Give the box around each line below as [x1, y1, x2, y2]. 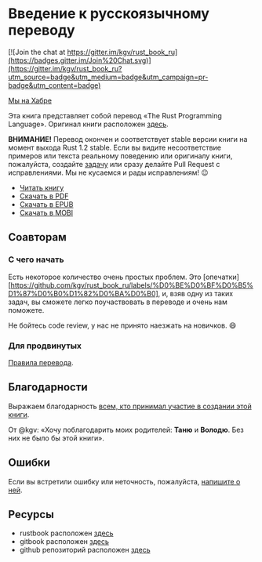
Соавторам [8, 230, 67, 244]
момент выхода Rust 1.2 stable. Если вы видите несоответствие [8, 143, 222, 152]
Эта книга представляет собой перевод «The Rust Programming [8, 111, 222, 120]
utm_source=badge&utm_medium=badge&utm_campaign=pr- [8, 72, 209, 82]
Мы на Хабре [8, 96, 53, 105]
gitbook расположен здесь [19, 537, 110, 546]
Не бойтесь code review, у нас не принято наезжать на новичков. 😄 [8, 321, 237, 330]
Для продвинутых [8, 340, 82, 351]
